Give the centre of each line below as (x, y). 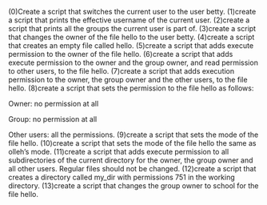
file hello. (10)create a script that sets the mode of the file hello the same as (132, 143)
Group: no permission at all (53, 119)
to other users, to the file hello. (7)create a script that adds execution (122, 71)
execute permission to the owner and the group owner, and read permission (133, 62)
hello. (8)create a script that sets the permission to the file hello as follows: (131, 88)
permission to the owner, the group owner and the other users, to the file (128, 80)
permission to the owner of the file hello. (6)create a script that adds (121, 54)
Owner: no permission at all (54, 104)
